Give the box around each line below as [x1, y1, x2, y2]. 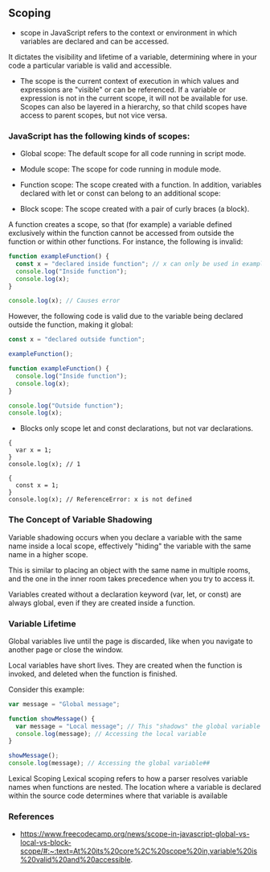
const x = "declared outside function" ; [8, 336, 146, 344]
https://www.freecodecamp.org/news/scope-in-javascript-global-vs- [19, 829, 251, 839]
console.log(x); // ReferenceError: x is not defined [8, 495, 193, 504]
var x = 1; [15, 446, 52, 454]
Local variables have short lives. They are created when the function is [8, 660, 243, 670]
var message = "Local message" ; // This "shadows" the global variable [15, 722, 261, 730]
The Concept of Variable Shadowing [8, 515, 153, 526]
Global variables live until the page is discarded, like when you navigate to [8, 636, 253, 646]
